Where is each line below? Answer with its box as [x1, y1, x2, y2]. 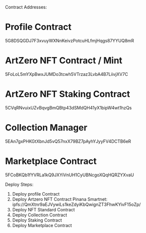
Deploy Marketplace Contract [12, 222, 72, 228]
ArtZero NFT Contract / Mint [5, 55, 123, 66]
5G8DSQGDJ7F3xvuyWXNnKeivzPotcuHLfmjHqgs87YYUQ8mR [5, 37, 134, 43]
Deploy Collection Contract [12, 212, 67, 218]
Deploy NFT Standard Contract [12, 206, 75, 212]
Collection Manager [5, 122, 88, 133]
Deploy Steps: [5, 181, 33, 187]
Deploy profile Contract [12, 191, 60, 197]
